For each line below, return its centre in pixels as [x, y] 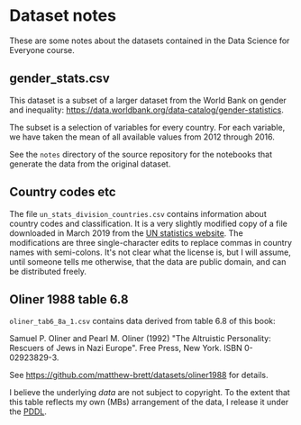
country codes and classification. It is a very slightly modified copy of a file [149, 223]
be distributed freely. [48, 271]
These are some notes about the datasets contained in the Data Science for [150, 41]
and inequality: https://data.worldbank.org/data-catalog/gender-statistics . [146, 110]
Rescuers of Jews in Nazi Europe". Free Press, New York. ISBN [126, 348]
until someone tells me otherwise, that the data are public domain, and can [148, 261]
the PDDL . [28, 411]
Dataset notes [63, 16]
